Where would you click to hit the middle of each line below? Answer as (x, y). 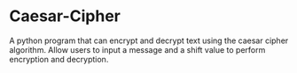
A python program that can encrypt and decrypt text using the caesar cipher (149, 40)
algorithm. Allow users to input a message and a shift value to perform (137, 49)
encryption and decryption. (59, 59)
